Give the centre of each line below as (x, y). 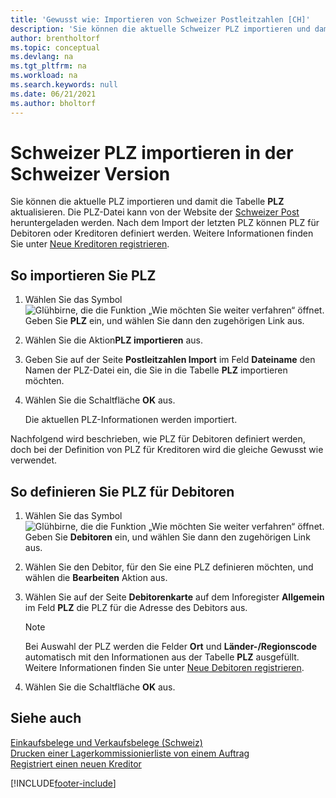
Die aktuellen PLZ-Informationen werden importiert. (131, 420)
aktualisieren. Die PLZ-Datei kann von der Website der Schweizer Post (155, 212)
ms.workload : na (44, 76)
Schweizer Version (90, 173)
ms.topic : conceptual (55, 47)
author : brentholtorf (55, 38)
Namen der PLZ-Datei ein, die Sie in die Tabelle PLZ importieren (156, 370)
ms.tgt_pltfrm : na (48, 66)
